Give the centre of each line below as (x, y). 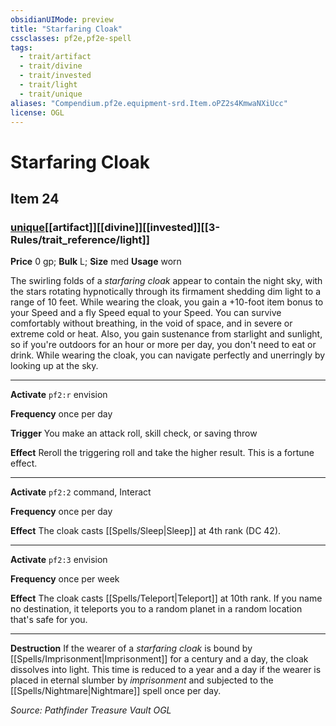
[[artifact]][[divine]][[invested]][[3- (132, 227)
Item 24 (35, 198)
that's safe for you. (49, 620)
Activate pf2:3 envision (59, 560)
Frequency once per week (65, 579)
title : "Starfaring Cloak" (66, 29)
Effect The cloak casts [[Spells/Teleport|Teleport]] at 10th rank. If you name (166, 598)
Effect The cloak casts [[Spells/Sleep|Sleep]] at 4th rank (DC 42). (146, 531)
